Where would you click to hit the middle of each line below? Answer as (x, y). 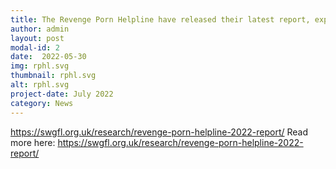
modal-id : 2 (35, 47)
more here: (33, 142)
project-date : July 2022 (62, 94)
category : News (42, 103)
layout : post (37, 38)
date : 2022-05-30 (48, 57)
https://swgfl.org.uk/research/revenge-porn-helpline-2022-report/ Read (159, 132)
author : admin (40, 29)
